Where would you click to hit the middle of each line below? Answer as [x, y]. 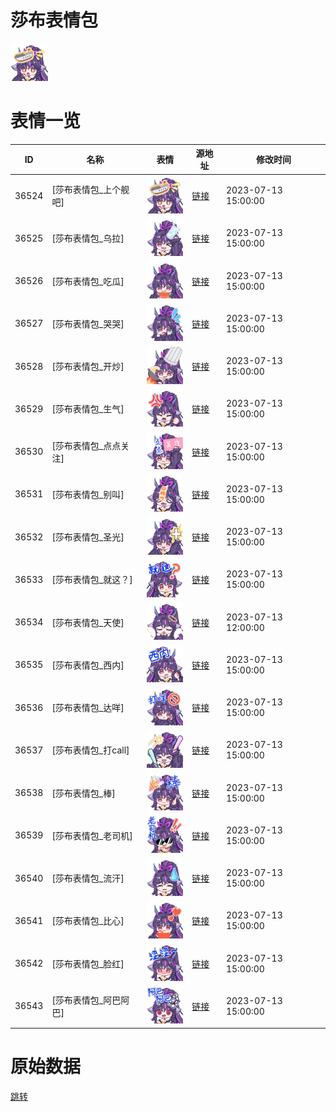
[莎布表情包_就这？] [92, 580]
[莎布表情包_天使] [88, 622]
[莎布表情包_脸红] [88, 963]
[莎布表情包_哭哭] [88, 323]
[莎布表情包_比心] [88, 921]
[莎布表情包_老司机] [92, 835]
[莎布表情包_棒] [83, 793]
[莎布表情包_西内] [88, 665]
